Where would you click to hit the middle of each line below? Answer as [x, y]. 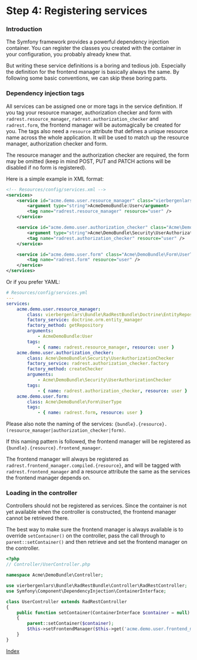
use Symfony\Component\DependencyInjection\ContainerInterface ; [86, 591]
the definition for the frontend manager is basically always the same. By [93, 72]
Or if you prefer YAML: [33, 282]
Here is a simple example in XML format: [55, 179]
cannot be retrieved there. [38, 518]
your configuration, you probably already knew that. [69, 55]
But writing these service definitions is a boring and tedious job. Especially [96, 66]
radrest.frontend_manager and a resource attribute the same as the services [98, 472]
